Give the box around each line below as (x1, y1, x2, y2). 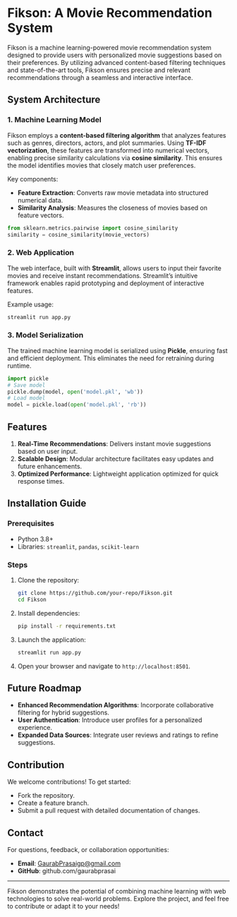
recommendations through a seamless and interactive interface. (7, 73, 193, 82)
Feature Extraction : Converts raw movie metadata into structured (17, 188, 209, 197)
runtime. (7, 361, 32, 370)
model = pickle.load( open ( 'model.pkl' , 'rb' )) (7, 401, 147, 409)
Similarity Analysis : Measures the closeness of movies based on (17, 203, 208, 212)
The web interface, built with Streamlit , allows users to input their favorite (7, 263, 222, 272)
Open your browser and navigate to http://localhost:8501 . (17, 661, 190, 670)
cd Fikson (17, 596, 47, 603)
